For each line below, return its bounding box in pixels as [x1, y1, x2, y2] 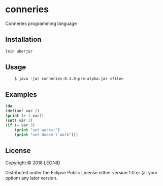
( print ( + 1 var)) [5, 113, 44, 118]
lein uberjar [5, 48, 33, 54]
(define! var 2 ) [5, 109, 40, 114]
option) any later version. [5, 175, 57, 181]
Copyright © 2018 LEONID [5, 160, 60, 166]
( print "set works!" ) [14, 127, 60, 132]
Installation [5, 35, 42, 44]
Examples [5, 90, 37, 99]
